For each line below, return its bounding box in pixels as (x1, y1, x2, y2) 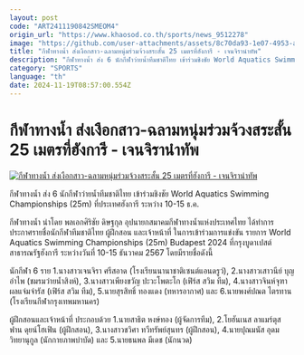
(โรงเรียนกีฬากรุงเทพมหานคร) (9, 295, 100, 306)
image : (9, 38, 34, 48)
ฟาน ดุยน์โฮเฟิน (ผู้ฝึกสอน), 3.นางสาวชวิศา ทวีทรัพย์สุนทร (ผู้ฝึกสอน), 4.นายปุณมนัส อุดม (9, 323, 280, 335)
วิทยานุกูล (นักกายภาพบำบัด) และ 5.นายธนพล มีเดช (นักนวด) (9, 334, 193, 345)
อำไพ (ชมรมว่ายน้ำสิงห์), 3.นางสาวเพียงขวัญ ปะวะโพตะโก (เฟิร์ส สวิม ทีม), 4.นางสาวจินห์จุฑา (9, 275, 288, 286)
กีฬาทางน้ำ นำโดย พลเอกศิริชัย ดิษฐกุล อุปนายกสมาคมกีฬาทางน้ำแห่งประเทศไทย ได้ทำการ (9, 216, 274, 227)
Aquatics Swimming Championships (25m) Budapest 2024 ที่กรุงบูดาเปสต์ (9, 236, 272, 247)
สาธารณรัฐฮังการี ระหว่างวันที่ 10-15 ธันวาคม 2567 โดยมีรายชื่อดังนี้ (9, 246, 214, 258)
